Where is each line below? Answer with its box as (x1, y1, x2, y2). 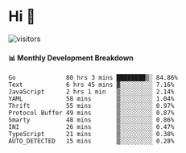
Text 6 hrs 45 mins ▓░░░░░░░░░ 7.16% (8, 81, 175, 89)
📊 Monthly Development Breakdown (8, 52, 134, 63)
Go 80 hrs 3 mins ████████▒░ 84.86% (8, 74, 179, 82)
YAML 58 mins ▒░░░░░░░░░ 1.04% (8, 95, 175, 103)
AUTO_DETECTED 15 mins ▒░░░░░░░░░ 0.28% (8, 137, 175, 146)
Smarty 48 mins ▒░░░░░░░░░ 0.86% (8, 116, 175, 124)
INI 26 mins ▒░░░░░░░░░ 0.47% (8, 123, 175, 131)
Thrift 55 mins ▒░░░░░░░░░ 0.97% (8, 102, 175, 110)
